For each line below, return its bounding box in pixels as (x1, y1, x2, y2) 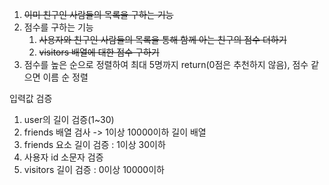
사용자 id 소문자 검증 (23, 151, 104, 163)
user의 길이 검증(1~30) (23, 114, 115, 125)
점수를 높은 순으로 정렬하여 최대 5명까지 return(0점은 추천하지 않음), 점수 (23, 59, 309, 70)
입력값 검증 (9, 93, 53, 104)
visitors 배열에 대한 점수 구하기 (38, 46, 160, 58)
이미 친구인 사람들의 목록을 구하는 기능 (23, 9, 174, 20)
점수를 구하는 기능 (23, 21, 94, 33)
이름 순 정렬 (42, 71, 89, 83)
